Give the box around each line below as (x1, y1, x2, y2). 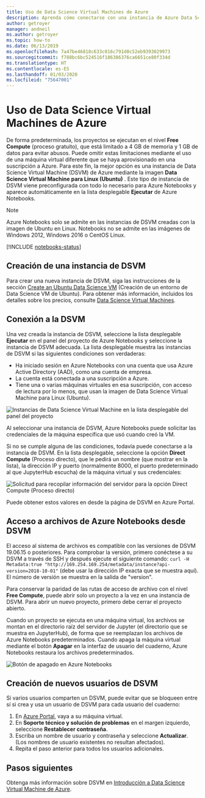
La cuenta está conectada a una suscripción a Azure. (15, 375, 149, 382)
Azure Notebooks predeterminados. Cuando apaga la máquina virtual (6, 636, 181, 643)
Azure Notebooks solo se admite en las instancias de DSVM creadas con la (6, 218, 195, 226)
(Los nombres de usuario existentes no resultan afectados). (15, 739, 165, 746)
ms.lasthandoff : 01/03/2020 (6, 71, 78, 77)
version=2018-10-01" (6, 568, 59, 574)
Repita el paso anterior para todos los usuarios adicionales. (15, 745, 165, 752)
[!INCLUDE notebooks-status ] (6, 243, 81, 251)
